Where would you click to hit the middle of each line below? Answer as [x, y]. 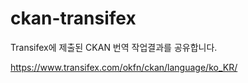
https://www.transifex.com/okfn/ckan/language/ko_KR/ [124, 67]
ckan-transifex [73, 18]
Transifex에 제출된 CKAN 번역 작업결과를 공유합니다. [114, 47]
